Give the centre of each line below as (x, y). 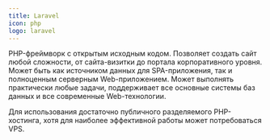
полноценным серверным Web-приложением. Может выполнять (121, 79)
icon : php (25, 23)
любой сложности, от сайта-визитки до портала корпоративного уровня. (135, 62)
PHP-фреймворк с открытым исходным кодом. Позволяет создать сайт (133, 54)
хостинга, (25, 121)
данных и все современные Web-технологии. (87, 97)
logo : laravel (32, 31)
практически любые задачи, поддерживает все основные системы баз (132, 88)
